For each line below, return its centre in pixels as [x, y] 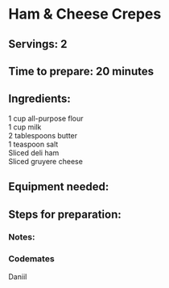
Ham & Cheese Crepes [85, 14]
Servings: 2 [38, 44]
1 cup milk [25, 127]
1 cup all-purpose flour [46, 118]
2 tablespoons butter [43, 135]
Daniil [18, 277]
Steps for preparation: [65, 214]
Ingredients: [39, 99]
